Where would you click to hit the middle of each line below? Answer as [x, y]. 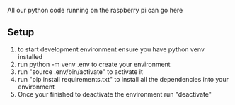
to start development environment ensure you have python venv [111, 49]
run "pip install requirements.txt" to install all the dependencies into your [123, 79]
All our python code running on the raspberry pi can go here [95, 10]
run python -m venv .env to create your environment [94, 64]
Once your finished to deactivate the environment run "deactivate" [115, 94]
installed [30, 56]
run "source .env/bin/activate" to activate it [80, 72]
